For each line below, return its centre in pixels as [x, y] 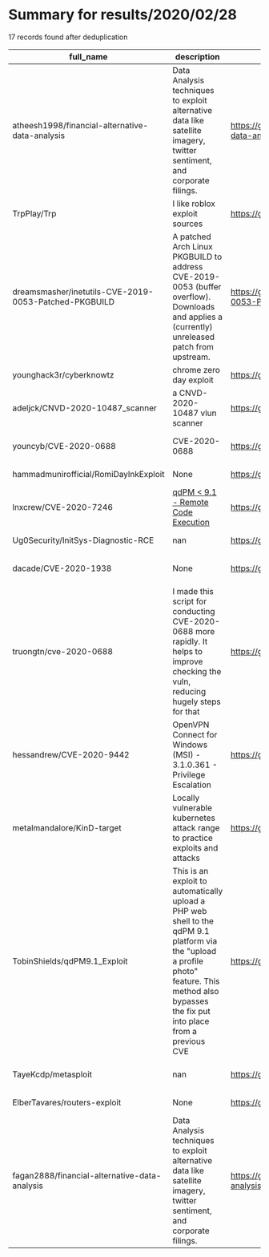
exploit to [189, 881]
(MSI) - [187, 754]
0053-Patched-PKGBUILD [63, 301]
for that [186, 711]
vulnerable [192, 807]
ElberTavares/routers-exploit [67, 1102]
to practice [193, 838]
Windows [190, 745]
